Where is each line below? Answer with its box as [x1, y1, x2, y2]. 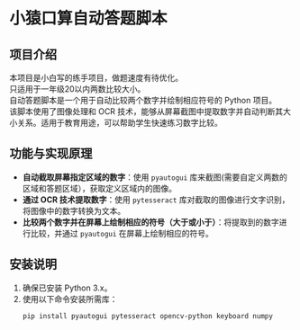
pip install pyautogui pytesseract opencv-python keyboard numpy [22, 311, 273, 320]
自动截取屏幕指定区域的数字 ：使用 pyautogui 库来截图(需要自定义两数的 [22, 172, 288, 183]
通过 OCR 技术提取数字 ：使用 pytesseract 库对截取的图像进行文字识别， [22, 194, 290, 205]
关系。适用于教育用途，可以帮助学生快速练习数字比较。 [16, 118, 223, 128]
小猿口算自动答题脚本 [9, 8, 168, 29]
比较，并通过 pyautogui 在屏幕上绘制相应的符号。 [30, 227, 214, 238]
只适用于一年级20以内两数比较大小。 [9, 84, 146, 94]
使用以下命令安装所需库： [22, 293, 118, 304]
